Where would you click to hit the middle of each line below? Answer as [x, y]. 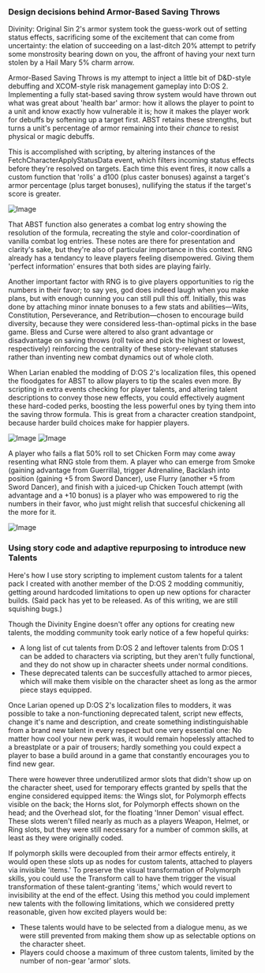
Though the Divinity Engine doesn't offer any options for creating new [121, 624]
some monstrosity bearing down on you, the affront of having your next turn [132, 54]
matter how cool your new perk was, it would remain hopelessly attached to [131, 738]
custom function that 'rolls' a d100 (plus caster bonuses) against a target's [129, 177]
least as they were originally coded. [66, 838]
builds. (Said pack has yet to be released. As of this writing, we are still [123, 600]
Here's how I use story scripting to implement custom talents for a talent [125, 575]
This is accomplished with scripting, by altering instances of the [112, 152]
